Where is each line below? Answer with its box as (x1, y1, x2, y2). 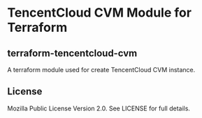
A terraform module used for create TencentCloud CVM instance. (7, 66, 196, 74)
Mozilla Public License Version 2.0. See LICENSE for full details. (7, 104, 191, 112)
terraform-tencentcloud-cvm (7, 47, 138, 59)
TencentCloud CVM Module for (7, 5, 192, 21)
